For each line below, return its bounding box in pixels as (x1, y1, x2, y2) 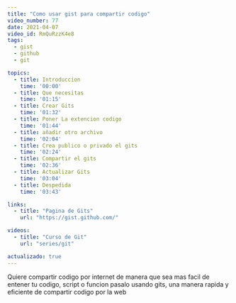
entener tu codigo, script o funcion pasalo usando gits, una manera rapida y (7, 280, 229, 288)
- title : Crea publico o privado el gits (13, 142, 138, 149)
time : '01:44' (20, 122, 62, 129)
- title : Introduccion (13, 76, 81, 83)
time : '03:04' (20, 175, 62, 182)
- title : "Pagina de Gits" (13, 207, 94, 215)
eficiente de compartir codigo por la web (7, 287, 127, 296)
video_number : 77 (7, 17, 59, 24)
